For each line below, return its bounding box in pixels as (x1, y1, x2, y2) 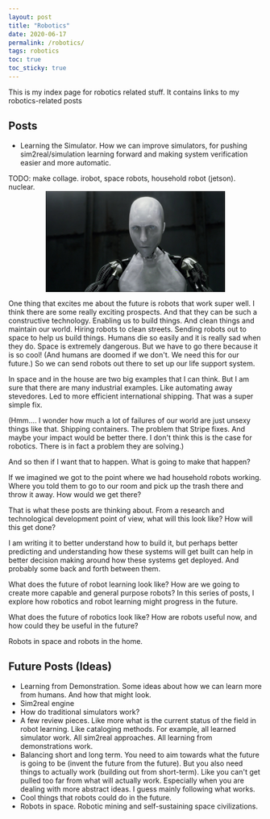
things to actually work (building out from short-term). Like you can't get (19, 767, 260, 776)
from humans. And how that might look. (19, 690, 152, 700)
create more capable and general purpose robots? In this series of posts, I (8, 587, 255, 597)
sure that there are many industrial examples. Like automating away (8, 382, 233, 392)
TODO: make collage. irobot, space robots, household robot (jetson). (8, 173, 236, 183)
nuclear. (8, 182, 35, 191)
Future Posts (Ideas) (8, 660, 112, 674)
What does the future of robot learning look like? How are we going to (8, 579, 240, 589)
